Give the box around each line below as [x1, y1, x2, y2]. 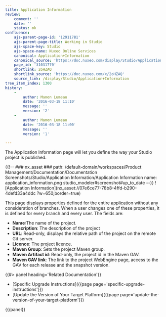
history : [5, 85, 23, 91]
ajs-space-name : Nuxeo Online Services [14, 48, 96, 53]
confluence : [5, 30, 30, 35]
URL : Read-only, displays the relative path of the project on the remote [12, 230, 156, 236]
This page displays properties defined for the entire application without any [5, 200, 159, 206]
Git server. [12, 236, 34, 242]
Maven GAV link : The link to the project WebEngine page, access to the [12, 257, 159, 263]
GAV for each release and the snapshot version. [12, 262, 110, 268]
